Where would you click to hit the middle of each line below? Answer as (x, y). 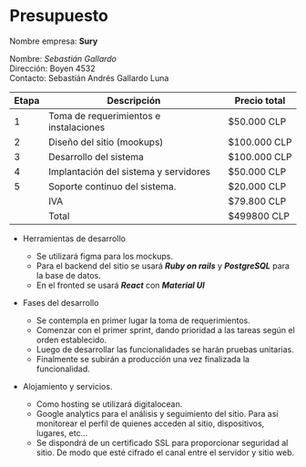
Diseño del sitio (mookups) (106, 142)
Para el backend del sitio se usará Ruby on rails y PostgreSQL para (163, 266)
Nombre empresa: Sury (54, 41)
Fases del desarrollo (61, 302)
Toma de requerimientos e (105, 116)
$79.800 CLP (257, 201)
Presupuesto (59, 16)
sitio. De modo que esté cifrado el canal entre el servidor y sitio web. (165, 452)
